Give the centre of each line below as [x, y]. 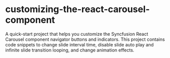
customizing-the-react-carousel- [78, 9]
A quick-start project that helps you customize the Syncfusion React [77, 34]
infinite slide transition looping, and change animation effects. [70, 50]
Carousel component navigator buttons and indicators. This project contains [85, 39]
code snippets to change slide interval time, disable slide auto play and [80, 44]
